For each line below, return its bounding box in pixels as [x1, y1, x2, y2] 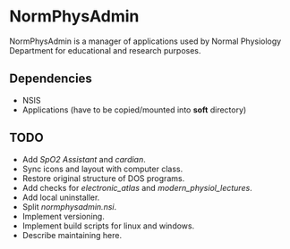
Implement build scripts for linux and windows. [21, 220, 195, 231]
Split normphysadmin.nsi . [21, 201, 117, 212]
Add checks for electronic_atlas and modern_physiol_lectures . [21, 182, 252, 193]
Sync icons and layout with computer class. [21, 163, 183, 174]
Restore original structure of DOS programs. [21, 172, 185, 184]
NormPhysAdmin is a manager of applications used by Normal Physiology [9, 36, 282, 46]
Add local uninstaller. [21, 192, 100, 203]
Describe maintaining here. [21, 229, 123, 240]
